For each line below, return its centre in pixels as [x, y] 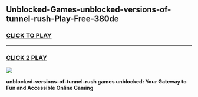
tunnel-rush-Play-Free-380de [62, 19]
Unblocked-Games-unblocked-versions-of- [89, 10]
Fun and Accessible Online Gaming [50, 88]
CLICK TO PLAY [29, 36]
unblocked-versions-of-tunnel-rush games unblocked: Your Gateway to [96, 81]
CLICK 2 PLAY [27, 58]
